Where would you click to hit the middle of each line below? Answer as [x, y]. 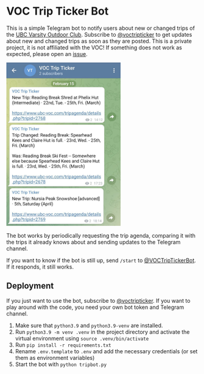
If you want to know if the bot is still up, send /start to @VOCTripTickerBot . [101, 260]
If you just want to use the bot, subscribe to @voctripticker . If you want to [98, 300]
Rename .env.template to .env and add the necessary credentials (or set [106, 351]
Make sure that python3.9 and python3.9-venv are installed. [89, 325]
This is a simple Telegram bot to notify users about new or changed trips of [100, 28]
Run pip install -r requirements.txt [63, 345]
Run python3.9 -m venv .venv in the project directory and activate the [102, 332]
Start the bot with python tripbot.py [61, 364]
